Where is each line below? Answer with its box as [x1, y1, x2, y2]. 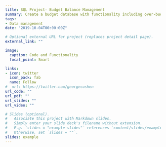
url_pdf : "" [5, 93, 30, 99]
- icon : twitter [5, 71, 39, 75]
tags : [5, 16, 16, 21]
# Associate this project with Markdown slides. [5, 116, 112, 121]
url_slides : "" [5, 98, 37, 103]
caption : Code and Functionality [9, 52, 79, 57]
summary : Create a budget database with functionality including [5, 12, 142, 17]
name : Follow [9, 80, 37, 85]
